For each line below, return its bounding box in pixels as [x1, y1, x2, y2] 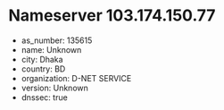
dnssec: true [21, 91, 68, 103]
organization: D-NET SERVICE [21, 72, 132, 83]
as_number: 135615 [21, 35, 93, 46]
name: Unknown [21, 44, 82, 55]
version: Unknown [21, 82, 88, 93]
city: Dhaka [21, 54, 63, 64]
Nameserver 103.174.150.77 [8, 5, 216, 26]
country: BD [21, 63, 66, 74]
